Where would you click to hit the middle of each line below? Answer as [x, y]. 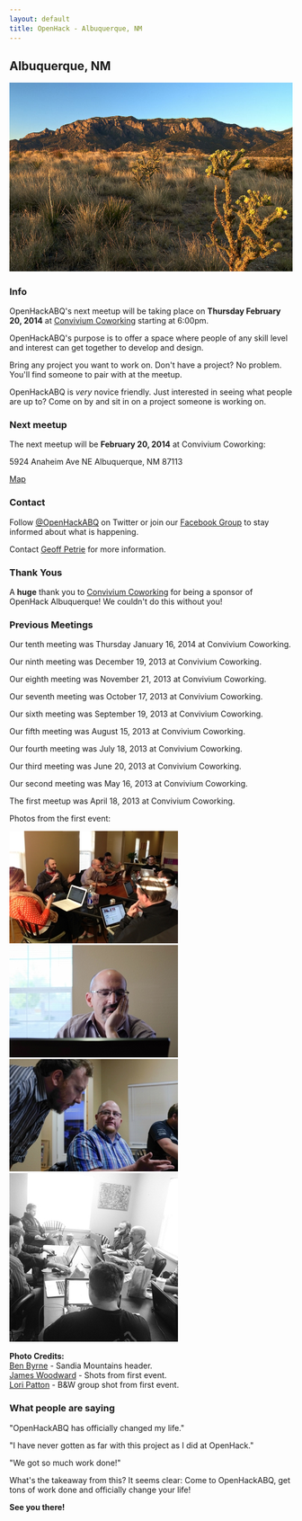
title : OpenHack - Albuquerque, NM [76, 28]
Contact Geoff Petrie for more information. [88, 549]
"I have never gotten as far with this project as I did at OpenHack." [132, 1445]
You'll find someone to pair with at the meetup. [96, 375]
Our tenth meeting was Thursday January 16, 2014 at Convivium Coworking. [151, 645]
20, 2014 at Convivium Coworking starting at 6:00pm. [109, 321]
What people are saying [62, 1409]
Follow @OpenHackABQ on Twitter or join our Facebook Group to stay [139, 522]
